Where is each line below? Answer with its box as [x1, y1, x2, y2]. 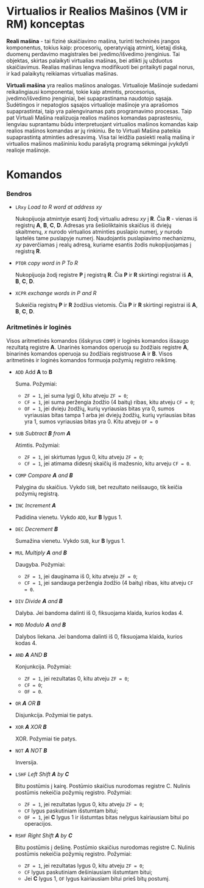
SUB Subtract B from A [15, 429, 71, 437]
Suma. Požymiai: [15, 380, 57, 387]
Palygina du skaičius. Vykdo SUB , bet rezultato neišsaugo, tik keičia [15, 483, 183, 490]
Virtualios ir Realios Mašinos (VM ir [6, 4, 188, 18]
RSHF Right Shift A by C [15, 831, 72, 839]
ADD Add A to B [15, 368, 53, 376]
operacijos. [24, 820, 53, 827]
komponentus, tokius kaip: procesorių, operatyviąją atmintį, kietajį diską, [6, 44, 188, 51]
